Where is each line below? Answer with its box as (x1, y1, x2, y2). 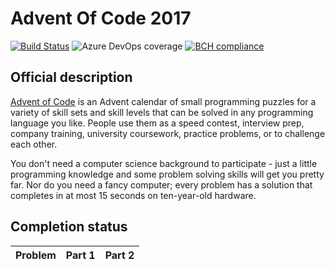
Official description (10, 69, 133, 86)
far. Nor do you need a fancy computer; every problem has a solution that (10, 178, 313, 191)
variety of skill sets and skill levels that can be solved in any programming (10, 106, 314, 118)
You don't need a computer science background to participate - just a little (10, 157, 318, 169)
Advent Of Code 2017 (10, 7, 192, 30)
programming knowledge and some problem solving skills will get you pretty (10, 168, 325, 180)
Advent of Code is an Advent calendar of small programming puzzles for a (10, 95, 317, 107)
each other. (10, 138, 58, 150)
